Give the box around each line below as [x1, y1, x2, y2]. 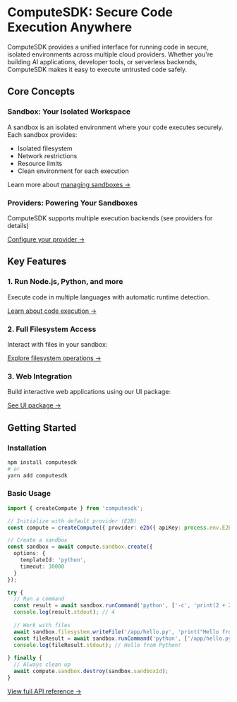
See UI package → [7, 401, 61, 410]
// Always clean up [13, 661, 71, 668]
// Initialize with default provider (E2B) [7, 517, 138, 525]
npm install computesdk [7, 458, 78, 466]
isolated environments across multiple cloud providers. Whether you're [7, 50, 214, 59]
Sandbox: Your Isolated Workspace [7, 107, 131, 117]
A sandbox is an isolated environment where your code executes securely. [7, 123, 224, 131]
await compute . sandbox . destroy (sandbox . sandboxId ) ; [13, 668, 169, 675]
